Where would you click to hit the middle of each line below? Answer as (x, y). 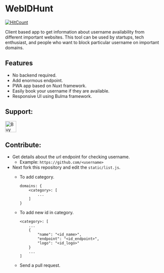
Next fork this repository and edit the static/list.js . (66, 167)
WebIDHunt (29, 9)
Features (19, 63)
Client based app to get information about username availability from (75, 32)
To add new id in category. (47, 213)
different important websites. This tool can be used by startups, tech (75, 37)
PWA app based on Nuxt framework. (49, 86)
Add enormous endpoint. (37, 80)
